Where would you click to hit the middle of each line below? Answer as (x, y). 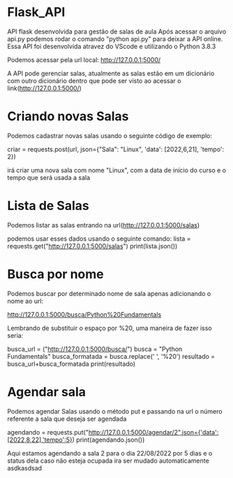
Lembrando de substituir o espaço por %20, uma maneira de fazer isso (110, 328)
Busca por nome (55, 274)
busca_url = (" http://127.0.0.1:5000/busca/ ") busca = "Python (95, 349)
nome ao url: (25, 301)
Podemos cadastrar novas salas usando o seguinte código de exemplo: (110, 135)
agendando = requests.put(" (48, 432)
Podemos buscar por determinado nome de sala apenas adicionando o (109, 293)
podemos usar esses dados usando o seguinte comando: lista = (99, 239)
